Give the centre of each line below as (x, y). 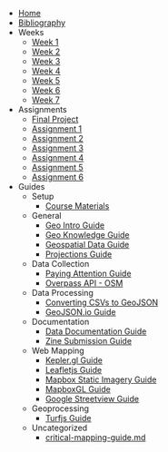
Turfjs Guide (68, 418)
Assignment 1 (57, 129)
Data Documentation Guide (96, 331)
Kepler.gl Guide (74, 360)
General (46, 216)
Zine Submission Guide (89, 341)
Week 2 (46, 52)
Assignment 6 (58, 177)
